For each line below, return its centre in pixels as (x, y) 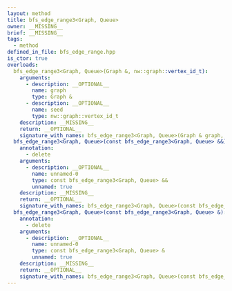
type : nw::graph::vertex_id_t (75, 116)
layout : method (29, 13)
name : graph (49, 90)
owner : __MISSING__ (35, 26)
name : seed (48, 110)
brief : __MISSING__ (35, 33)
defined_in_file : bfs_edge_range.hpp (61, 52)
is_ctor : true (28, 59)
